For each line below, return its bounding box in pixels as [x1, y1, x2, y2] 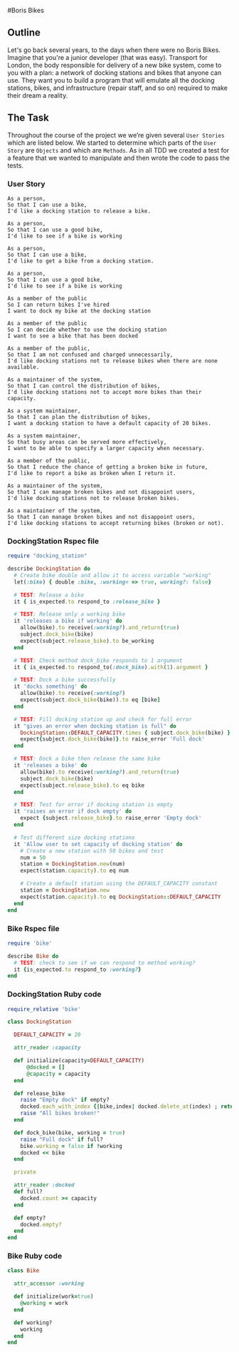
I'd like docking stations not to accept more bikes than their [7, 388, 202, 395]
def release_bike [14, 1089, 65, 1097]
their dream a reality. [7, 91, 68, 99]
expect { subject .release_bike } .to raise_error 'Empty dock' [20, 815, 202, 822]
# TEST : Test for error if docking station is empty [14, 801, 174, 808]
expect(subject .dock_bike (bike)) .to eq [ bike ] [20, 696, 161, 703]
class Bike [7, 1267, 40, 1274]
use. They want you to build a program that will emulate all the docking [7, 76, 215, 84]
